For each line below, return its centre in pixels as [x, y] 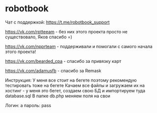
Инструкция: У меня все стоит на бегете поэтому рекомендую [71, 80]
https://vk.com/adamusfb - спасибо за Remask [53, 71]
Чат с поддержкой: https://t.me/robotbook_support [57, 22]
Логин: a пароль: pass [28, 105]
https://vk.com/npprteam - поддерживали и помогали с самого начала [79, 46]
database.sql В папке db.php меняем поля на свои [58, 96]
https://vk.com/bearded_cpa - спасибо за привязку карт [63, 61]
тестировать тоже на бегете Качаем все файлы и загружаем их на [75, 85]
